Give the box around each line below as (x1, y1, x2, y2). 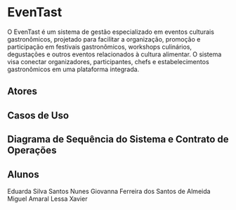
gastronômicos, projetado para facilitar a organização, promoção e (7, 35, 201, 43)
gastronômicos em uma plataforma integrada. (7, 65, 140, 73)
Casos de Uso (7, 109, 69, 121)
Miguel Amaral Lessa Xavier (7, 194, 88, 203)
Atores (7, 85, 37, 97)
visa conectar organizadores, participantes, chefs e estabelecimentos (7, 57, 209, 66)
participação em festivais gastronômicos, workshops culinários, (7, 42, 192, 51)
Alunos (7, 168, 40, 180)
